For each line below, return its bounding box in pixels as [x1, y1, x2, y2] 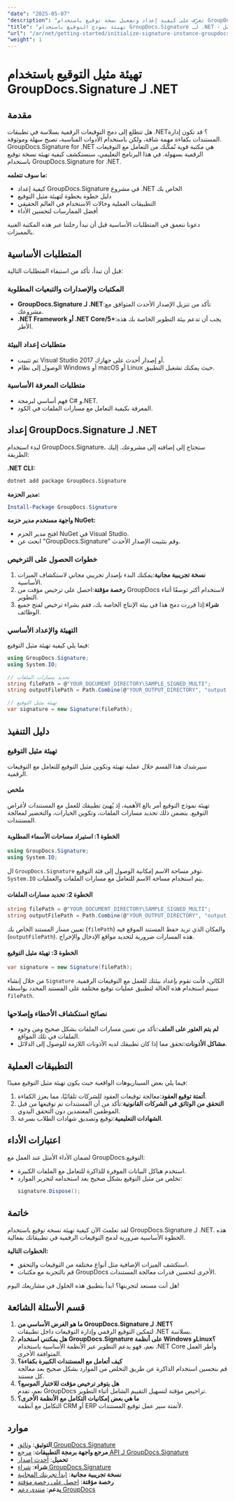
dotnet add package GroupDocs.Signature [7, 477, 127, 484]
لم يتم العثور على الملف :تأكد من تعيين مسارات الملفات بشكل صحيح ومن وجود [17, 1024, 219, 1033]
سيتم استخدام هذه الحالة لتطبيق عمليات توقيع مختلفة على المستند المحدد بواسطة [7, 984, 219, 992]
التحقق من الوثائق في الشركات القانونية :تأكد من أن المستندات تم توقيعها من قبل [17, 1099, 225, 1108]
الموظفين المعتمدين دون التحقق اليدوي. [17, 1107, 121, 1115]
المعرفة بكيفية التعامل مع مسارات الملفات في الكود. [17, 404, 153, 412]
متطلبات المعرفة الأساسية [7, 381, 86, 390]
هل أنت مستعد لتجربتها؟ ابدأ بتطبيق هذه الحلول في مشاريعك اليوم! [7, 1281, 180, 1290]
